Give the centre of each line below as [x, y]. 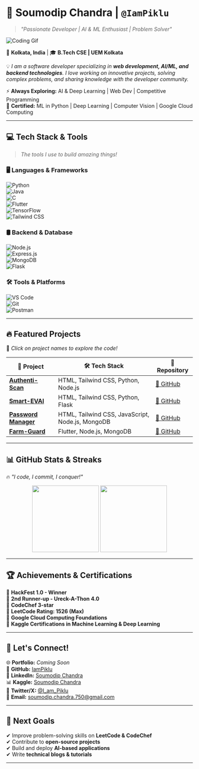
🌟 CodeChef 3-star [30, 605]
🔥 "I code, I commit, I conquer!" [45, 477]
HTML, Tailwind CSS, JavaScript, [104, 414]
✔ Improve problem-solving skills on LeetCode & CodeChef [79, 735]
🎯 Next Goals [31, 721]
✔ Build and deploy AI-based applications [58, 748]
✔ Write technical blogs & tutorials [49, 754]
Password [23, 414]
